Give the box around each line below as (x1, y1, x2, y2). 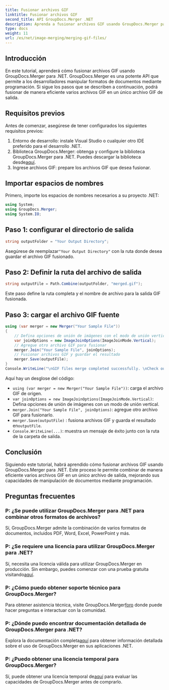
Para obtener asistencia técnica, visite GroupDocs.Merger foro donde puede (5, 602, 162, 608)
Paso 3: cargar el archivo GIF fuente (5, 310, 120, 319)
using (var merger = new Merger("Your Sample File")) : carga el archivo (12, 385, 163, 391)
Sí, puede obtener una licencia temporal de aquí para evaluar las (5, 673, 137, 679)
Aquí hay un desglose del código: (5, 375, 74, 381)
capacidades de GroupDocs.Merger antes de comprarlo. (5, 678, 122, 684)
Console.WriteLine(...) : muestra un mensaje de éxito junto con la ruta (12, 428, 159, 434)
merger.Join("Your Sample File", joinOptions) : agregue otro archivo (12, 406, 158, 412)
